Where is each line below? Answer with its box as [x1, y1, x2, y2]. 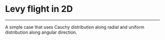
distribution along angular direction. [5, 29, 77, 35]
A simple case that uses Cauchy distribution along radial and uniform [5, 24, 145, 30]
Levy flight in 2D [5, 3, 73, 15]
